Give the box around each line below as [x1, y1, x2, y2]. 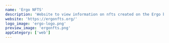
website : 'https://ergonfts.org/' [5, 16, 78, 21]
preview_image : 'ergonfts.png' [5, 26, 71, 31]
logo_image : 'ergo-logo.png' [5, 21, 66, 26]
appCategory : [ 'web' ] [5, 30, 51, 35]
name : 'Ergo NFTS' [5, 7, 44, 12]
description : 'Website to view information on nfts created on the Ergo [5, 12, 161, 17]
